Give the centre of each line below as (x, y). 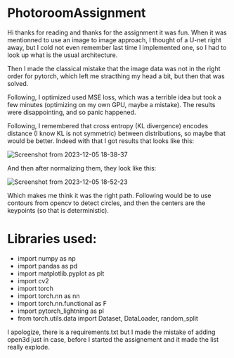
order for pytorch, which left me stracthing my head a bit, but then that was (116, 76)
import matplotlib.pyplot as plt (61, 273)
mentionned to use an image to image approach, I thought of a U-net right (114, 39)
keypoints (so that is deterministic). (58, 210)
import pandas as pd (47, 266)
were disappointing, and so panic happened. (72, 112)
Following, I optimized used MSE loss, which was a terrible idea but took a (114, 97)
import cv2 (33, 280)
